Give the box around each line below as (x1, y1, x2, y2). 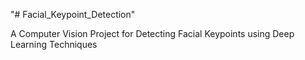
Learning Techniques (10, 39, 98, 50)
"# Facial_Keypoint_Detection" (10, 9, 136, 20)
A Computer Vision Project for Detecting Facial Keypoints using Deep (10, 28, 295, 39)
